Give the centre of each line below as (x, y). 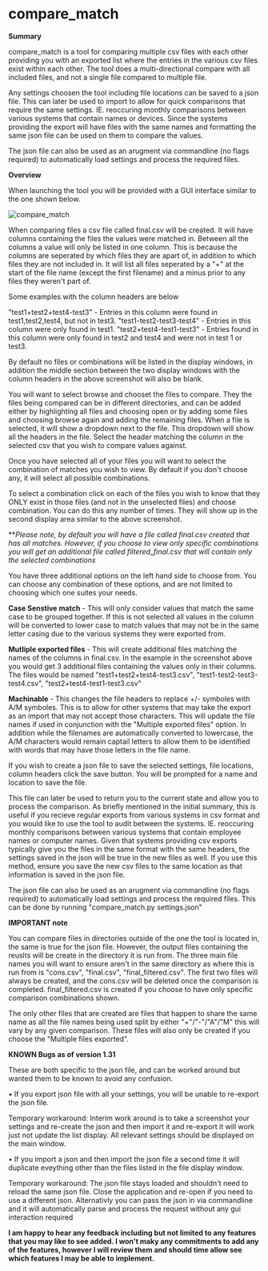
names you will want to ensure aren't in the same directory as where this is (131, 963)
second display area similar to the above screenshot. (95, 518)
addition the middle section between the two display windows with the (124, 370)
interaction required (41, 1217)
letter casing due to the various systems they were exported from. (117, 633)
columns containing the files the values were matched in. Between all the (129, 238)
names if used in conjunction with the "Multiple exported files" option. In (127, 724)
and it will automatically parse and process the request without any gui (125, 1208)
